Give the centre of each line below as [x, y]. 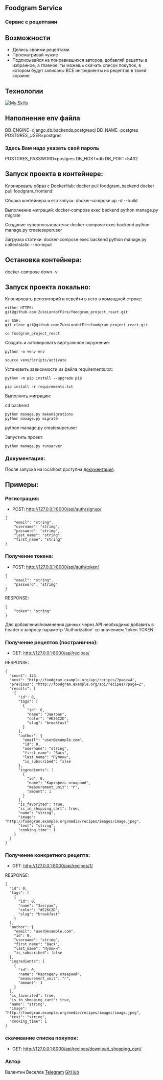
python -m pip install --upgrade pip [44, 378]
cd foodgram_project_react [33, 334]
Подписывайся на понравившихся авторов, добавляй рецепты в [80, 60]
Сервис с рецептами [31, 22]
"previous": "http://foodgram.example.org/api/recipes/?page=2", [78, 684]
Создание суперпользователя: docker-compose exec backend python [77, 224]
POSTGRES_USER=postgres [33, 135]
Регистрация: [22, 499]
